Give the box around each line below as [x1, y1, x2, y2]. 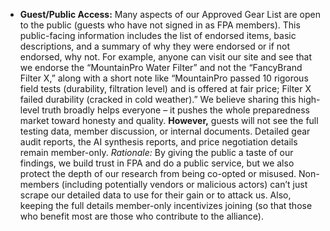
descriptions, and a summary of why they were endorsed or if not [19, 40, 291, 52]
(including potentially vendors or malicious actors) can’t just [61, 179, 308, 190]
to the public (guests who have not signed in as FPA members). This [19, 19, 301, 31]
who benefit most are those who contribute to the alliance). [19, 210, 264, 222]
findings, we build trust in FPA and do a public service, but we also [19, 157, 295, 169]
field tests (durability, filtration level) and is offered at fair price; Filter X [19, 83, 312, 94]
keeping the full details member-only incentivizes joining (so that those [19, 200, 313, 211]
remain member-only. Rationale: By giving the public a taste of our [19, 147, 294, 158]
